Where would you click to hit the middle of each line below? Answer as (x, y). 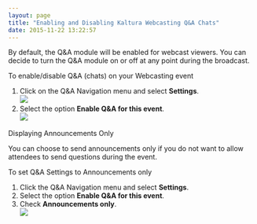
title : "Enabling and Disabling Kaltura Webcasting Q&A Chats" (114, 23)
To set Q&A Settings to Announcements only (80, 172)
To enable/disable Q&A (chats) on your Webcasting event (101, 76)
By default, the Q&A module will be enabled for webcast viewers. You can (127, 53)
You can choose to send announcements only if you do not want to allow (126, 149)
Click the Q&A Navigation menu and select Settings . (104, 187)
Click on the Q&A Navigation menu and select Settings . (109, 91)
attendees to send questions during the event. (83, 157)
